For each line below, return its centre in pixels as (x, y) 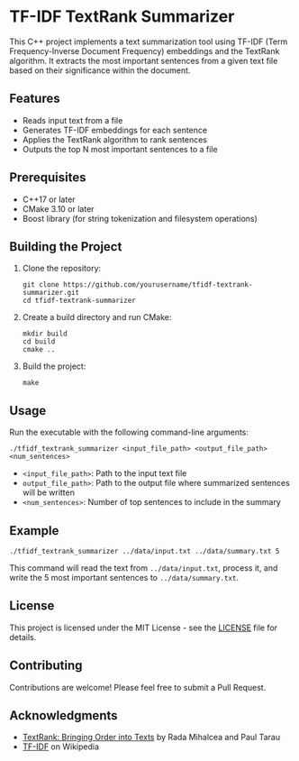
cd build (39, 342)
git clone (41, 285)
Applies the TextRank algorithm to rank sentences (114, 139)
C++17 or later (49, 199)
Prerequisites (48, 178)
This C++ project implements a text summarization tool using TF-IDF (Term (149, 41)
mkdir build (45, 334)
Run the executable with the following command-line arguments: (129, 432)
